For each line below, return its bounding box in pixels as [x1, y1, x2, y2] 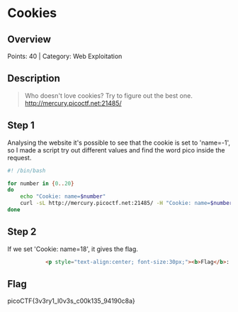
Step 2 [7, 225, 37, 238]
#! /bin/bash [7, 167, 46, 174]
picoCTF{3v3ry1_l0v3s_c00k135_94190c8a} [7, 296, 136, 306]
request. [7, 153, 32, 162]
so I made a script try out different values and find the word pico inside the [7, 145, 225, 154]
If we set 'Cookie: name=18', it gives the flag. [7, 245, 138, 253]
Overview [7, 33, 52, 45]
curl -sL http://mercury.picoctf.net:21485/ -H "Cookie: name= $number [20, 200, 233, 207]
